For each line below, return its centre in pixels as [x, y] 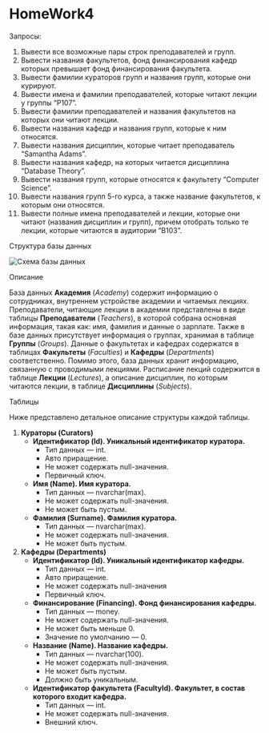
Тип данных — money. [82, 611]
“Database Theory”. [53, 171]
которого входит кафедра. [80, 696]
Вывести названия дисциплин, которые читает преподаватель [128, 145]
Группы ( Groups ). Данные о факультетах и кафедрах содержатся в [124, 343]
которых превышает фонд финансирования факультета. [116, 68]
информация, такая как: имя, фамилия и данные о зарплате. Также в [127, 326]
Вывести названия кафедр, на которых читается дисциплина [125, 162]
